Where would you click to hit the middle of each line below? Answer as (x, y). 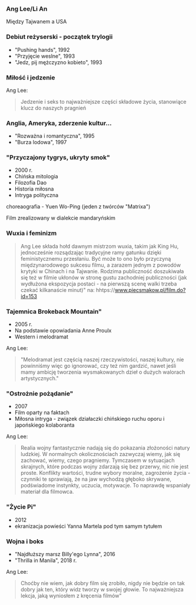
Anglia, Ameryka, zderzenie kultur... (59, 123)
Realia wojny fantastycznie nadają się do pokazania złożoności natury (105, 448)
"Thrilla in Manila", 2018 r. (46, 560)
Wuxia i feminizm (31, 233)
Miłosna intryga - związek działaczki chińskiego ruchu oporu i (89, 419)
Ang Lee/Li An (27, 9)
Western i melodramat (41, 337)
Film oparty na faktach (42, 413)
